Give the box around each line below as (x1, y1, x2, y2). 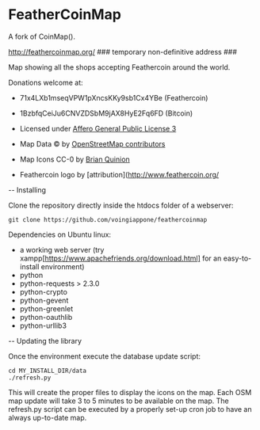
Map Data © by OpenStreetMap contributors (19, 139, 166, 148)
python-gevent (19, 295, 69, 305)
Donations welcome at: (8, 78, 83, 87)
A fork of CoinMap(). (8, 32, 75, 41)
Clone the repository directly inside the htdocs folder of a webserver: (8, 200, 234, 210)
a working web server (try (19, 245, 105, 254)
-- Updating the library (8, 336, 82, 345)
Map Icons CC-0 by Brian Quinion (19, 154, 131, 164)
